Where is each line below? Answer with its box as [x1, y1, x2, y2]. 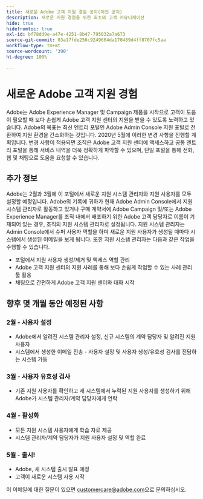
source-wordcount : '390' [6, 48, 69, 55]
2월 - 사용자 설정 [6, 318, 52, 326]
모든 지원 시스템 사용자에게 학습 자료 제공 [14, 426, 112, 434]
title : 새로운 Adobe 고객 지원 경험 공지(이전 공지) [6, 8, 123, 15]
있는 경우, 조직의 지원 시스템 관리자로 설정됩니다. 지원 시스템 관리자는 [22, 220, 185, 228]
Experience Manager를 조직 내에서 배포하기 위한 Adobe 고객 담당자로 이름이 [6, 213, 189, 220]
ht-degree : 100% [6, 54, 47, 60]
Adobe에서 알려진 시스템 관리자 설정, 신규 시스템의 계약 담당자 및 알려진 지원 [14, 333, 196, 340]
